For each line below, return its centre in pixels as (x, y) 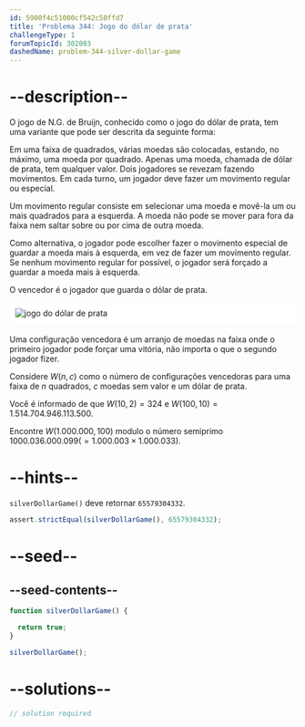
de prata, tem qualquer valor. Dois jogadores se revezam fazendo (132, 169)
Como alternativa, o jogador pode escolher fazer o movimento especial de (149, 244)
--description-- (69, 97)
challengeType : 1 (42, 35)
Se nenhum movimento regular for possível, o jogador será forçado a (139, 263)
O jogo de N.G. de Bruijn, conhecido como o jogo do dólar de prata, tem (144, 122)
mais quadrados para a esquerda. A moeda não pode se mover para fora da (152, 216)
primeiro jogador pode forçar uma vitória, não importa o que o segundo (143, 349)
